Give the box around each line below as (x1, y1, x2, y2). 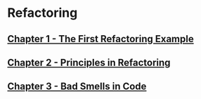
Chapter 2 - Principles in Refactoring (7, 56, 171, 68)
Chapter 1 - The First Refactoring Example (7, 33, 195, 45)
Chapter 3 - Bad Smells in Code (7, 81, 147, 93)
